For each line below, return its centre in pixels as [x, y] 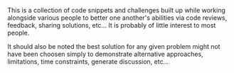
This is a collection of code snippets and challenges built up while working [117, 10]
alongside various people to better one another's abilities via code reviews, [117, 18]
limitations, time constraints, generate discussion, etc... [88, 62]
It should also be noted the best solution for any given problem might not [114, 46]
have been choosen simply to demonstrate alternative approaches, [106, 54]
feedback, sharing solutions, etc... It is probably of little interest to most [112, 25]
